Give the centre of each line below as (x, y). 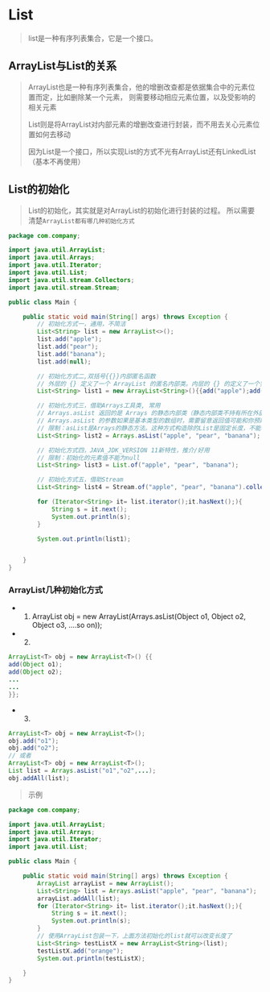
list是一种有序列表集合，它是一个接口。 (93, 38)
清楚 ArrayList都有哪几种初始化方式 (81, 220)
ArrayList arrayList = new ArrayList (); (106, 883)
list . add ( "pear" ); (68, 347)
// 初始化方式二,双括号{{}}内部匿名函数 (96, 376)
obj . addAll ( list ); (39, 778)
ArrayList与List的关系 (63, 66)
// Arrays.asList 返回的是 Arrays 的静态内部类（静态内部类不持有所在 (145, 413)
